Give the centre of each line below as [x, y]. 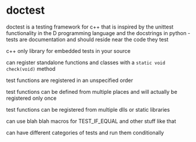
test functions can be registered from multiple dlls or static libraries [88, 109]
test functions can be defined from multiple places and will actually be [92, 91]
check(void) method [31, 68]
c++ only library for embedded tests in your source [68, 51]
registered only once [31, 98]
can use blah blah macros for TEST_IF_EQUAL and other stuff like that [91, 121]
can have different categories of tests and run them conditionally [85, 132]
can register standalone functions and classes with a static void [86, 62]
